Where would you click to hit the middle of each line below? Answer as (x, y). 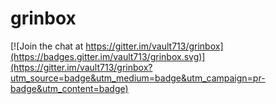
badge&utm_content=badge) (69, 88)
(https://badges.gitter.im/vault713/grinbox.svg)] (108, 56)
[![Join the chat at (47, 46)
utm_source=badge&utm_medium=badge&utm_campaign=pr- (138, 78)
